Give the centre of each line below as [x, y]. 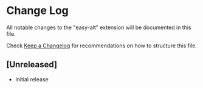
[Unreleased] [32, 65]
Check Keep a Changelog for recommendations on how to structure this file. [102, 46]
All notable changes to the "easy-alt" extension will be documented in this [99, 27]
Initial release [32, 79]
